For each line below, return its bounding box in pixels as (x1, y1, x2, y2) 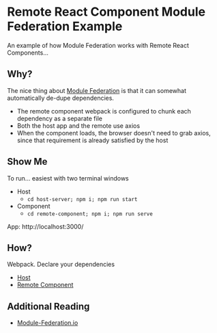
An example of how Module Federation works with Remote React (7, 41, 190, 49)
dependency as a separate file (16, 114, 102, 122)
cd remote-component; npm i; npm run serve (27, 210, 154, 217)
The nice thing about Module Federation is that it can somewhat (7, 86, 186, 94)
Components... (7, 49, 49, 57)
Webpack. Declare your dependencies (7, 261, 115, 269)
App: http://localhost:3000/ (7, 222, 84, 230)
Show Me (7, 156, 48, 168)
